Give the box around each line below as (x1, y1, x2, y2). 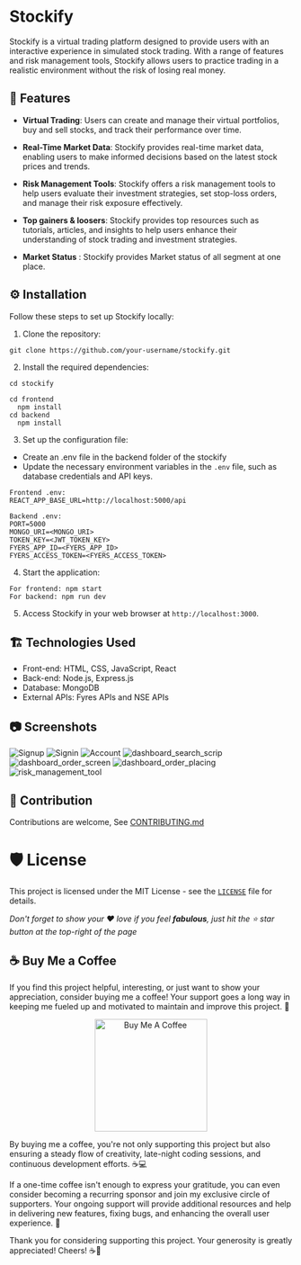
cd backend (9, 410, 50, 419)
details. (9, 895, 37, 906)
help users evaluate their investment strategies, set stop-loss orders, (22, 187, 278, 199)
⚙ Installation (9, 287, 87, 302)
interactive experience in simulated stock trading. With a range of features (9, 45, 285, 56)
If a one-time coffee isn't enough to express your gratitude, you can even (9, 1179, 280, 1189)
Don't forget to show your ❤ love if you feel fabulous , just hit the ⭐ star (9, 913, 275, 924)
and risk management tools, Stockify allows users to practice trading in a (9, 55, 279, 66)
